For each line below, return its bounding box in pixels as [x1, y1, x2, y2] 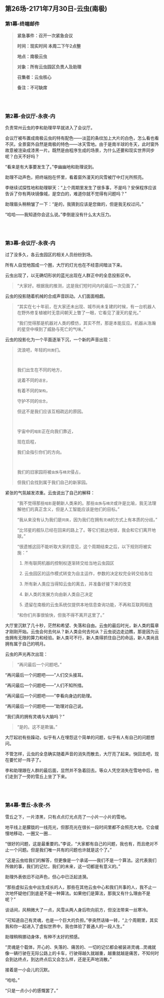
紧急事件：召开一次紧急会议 [17, 32, 73, 38]
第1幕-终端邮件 [5, 21, 40, 27]
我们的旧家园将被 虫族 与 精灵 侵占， [17, 469, 83, 475]
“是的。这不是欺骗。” [17, 724, 58, 730]
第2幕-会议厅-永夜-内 [5, 113, 56, 119]
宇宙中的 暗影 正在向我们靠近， [17, 429, 76, 434]
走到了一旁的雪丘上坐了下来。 [9, 773, 69, 779]
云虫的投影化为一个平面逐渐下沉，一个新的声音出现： [5, 337, 112, 342]
